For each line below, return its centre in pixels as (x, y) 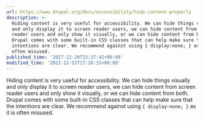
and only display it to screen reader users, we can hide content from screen (101, 86)
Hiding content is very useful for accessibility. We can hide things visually (98, 80)
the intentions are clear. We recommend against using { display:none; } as (101, 106)
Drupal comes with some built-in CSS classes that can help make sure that (100, 99)
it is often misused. (30, 112)
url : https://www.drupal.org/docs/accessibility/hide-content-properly (99, 12)
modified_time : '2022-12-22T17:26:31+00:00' (63, 63)
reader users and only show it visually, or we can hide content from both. (98, 93)
